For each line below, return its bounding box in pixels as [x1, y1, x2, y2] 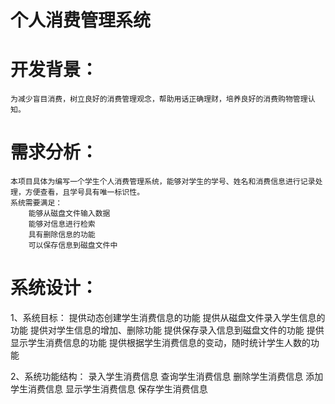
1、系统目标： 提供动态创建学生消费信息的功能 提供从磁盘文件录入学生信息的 [10, 312, 326, 323]
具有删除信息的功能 [28, 230, 96, 240]
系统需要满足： [10, 198, 63, 208]
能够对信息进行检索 [28, 219, 96, 230]
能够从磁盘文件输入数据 [28, 209, 111, 219]
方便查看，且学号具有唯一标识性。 [24, 187, 145, 198]
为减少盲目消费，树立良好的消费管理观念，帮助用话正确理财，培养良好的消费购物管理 [10, 94, 308, 105]
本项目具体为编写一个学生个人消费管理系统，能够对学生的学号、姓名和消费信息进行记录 [10, 177, 316, 187]
